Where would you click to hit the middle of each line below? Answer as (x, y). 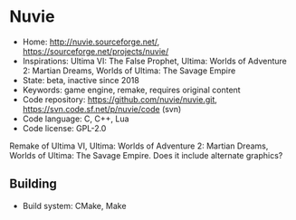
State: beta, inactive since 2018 (81, 80)
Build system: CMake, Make (74, 206)
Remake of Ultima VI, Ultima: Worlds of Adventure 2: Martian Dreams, (139, 146)
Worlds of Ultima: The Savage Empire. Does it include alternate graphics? (146, 155)
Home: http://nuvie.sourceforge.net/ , (91, 42)
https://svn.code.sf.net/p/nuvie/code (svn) (102, 109)
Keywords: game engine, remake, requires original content (132, 90)
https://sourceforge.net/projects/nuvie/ (95, 51)
